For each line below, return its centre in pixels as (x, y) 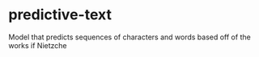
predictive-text (60, 15)
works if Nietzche (38, 45)
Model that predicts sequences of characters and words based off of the (129, 37)
